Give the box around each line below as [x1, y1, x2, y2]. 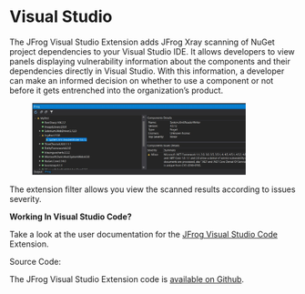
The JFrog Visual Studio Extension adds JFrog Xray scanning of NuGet [9, 36, 275, 47]
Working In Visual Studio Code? [9, 211, 132, 222]
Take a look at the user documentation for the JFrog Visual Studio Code [9, 229, 278, 240]
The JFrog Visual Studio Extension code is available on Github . [9, 274, 244, 285]
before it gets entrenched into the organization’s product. [9, 85, 224, 96]
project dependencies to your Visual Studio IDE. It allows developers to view [9, 46, 296, 56]
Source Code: [9, 257, 62, 268]
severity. [9, 194, 42, 205]
